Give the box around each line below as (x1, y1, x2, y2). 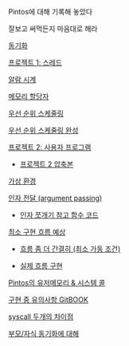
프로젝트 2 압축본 (19, 159, 74, 169)
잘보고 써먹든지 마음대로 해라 (8, 24, 98, 33)
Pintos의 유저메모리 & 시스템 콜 (8, 278, 106, 287)
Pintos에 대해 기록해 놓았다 (8, 7, 93, 16)
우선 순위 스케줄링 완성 (8, 126, 79, 135)
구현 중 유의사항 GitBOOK (8, 295, 89, 305)
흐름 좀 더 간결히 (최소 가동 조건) (19, 244, 121, 254)
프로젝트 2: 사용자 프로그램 (8, 143, 92, 151)
